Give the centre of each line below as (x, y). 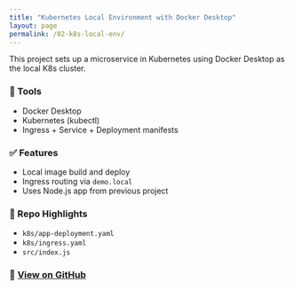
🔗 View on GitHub (48, 275)
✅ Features (34, 153)
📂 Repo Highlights (48, 214)
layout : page (33, 26)
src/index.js (46, 253)
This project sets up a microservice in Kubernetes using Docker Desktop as (147, 59)
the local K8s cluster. (48, 68)
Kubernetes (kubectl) (61, 120)
